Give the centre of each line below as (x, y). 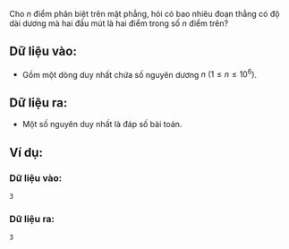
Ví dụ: (26, 152)
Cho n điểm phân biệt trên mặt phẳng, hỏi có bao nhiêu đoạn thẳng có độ (144, 14)
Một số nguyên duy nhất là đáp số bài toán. (102, 124)
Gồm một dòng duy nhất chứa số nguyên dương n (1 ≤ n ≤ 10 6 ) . (140, 73)
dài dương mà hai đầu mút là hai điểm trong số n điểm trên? (119, 23)
